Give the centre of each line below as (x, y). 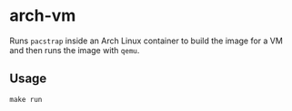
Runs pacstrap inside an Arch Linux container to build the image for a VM (146, 41)
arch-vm (43, 16)
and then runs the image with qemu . (75, 50)
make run (26, 99)
